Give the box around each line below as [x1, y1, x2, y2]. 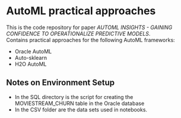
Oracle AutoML [14, 47, 52, 55]
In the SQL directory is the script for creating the [14, 93, 134, 100]
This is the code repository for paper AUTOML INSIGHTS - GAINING [6, 24, 173, 31]
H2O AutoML [14, 60, 47, 68]
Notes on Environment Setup [6, 78, 115, 88]
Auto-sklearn [14, 54, 47, 61]
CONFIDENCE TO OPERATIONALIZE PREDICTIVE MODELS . [6, 30, 151, 37]
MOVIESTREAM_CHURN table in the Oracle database [14, 100, 145, 107]
